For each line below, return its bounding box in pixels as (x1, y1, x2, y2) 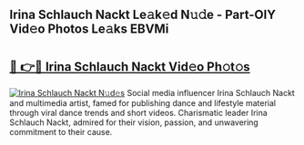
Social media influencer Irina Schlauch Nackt (127, 88, 296, 98)
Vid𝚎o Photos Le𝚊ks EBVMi (9, 22, 169, 37)
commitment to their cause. (9, 127, 113, 137)
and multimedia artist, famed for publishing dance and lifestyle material (9, 98, 277, 108)
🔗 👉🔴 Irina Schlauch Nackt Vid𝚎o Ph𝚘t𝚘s (9, 59, 250, 74)
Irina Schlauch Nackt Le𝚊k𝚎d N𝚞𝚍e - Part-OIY (9, 7, 276, 23)
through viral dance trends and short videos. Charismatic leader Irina (9, 108, 269, 118)
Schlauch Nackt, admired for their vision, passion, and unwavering (9, 117, 259, 128)
